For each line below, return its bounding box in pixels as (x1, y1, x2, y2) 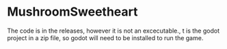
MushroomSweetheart (7, 4, 138, 20)
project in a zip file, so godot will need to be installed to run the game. (7, 33, 204, 42)
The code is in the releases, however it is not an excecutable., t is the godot (7, 27, 220, 35)
